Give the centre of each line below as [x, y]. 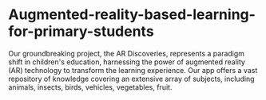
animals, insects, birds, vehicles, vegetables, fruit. [90, 87]
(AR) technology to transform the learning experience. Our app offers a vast [133, 70]
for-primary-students [81, 31]
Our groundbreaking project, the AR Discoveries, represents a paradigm [127, 53]
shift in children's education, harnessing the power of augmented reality [127, 62]
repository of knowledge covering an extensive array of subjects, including [131, 79]
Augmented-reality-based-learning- [132, 15]
